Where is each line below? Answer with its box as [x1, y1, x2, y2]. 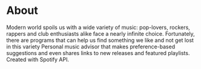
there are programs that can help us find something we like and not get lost [6, 36, 194, 44]
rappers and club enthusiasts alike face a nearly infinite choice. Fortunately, [6, 30, 195, 37]
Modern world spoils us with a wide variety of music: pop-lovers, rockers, [6, 24, 191, 31]
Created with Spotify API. [6, 56, 70, 63]
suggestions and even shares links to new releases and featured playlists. [6, 49, 190, 56]
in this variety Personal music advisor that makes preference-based [6, 43, 176, 50]
